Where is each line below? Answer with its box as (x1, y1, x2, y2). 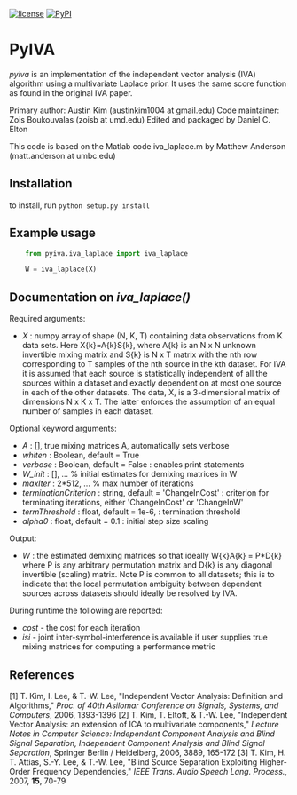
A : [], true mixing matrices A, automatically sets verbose (21, 441, 230, 451)
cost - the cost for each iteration (21, 623, 141, 633)
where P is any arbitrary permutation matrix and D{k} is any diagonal (21, 560, 273, 570)
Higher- (259, 756, 288, 767)
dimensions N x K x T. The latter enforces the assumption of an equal (21, 396, 276, 408)
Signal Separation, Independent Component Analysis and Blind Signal (9, 737, 265, 748)
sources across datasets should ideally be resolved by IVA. (21, 588, 238, 599)
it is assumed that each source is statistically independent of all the (21, 369, 268, 379)
